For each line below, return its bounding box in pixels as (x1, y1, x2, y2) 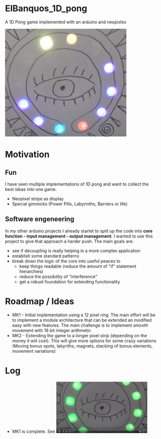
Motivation (5, 149, 50, 160)
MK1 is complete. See (12, 428, 55, 434)
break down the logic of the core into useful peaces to (12, 258, 121, 264)
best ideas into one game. (5, 186, 57, 192)
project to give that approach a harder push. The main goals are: (5, 238, 134, 244)
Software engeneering (5, 215, 74, 223)
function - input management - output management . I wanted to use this (5, 233, 153, 239)
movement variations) (12, 348, 56, 354)
